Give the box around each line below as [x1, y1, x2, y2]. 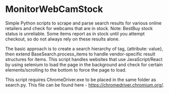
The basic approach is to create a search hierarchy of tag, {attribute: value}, [5, 45, 163, 51]
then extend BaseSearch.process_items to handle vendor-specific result [5, 51, 155, 57]
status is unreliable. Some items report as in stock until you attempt [5, 30, 145, 36]
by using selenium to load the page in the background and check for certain [5, 61, 163, 67]
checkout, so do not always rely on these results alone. [5, 36, 120, 42]
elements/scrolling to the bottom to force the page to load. [5, 66, 127, 73]
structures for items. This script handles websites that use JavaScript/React [5, 56, 163, 62]
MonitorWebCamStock [5, 3, 103, 15]
